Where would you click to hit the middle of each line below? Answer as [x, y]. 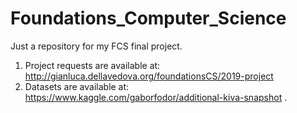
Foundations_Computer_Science [148, 18]
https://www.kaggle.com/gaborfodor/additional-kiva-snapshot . [156, 97]
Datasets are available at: [77, 86]
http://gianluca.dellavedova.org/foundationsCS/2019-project [149, 76]
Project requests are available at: [92, 65]
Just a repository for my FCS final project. [96, 46]
